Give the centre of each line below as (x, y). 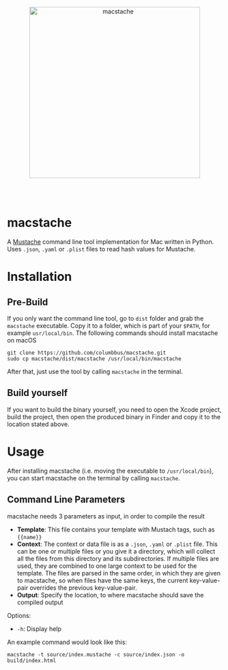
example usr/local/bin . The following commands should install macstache (113, 333)
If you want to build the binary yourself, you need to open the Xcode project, (114, 409)
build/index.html (32, 660)
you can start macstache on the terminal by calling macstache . (94, 478)
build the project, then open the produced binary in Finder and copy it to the (114, 417)
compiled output (40, 602)
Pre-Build (28, 302)
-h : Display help (39, 629)
